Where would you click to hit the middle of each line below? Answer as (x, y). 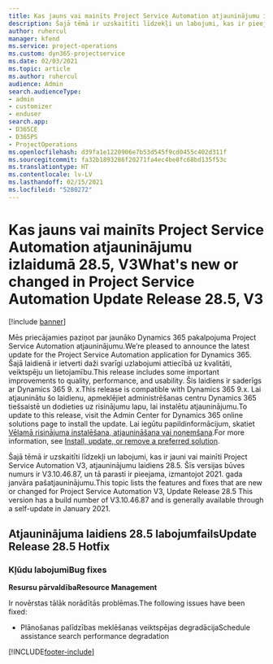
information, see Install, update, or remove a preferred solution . (114, 440)
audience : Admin (36, 84)
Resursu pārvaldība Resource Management (83, 588)
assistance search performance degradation (94, 636)
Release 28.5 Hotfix (59, 547)
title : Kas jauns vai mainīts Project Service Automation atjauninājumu (134, 16)
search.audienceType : (45, 91)
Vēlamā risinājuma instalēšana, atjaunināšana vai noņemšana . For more (127, 432)
